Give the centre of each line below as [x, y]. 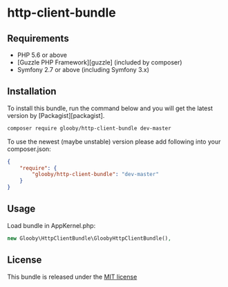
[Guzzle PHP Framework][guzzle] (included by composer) [99, 62]
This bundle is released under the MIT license [72, 277]
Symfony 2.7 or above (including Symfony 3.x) [83, 70]
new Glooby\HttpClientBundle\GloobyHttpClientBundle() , [89, 238]
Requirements [38, 38]
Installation [32, 92]
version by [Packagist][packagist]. [56, 115]
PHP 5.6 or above [42, 55]
